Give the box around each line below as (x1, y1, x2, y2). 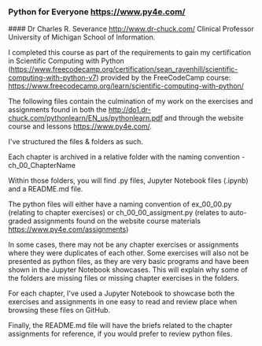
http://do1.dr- (108, 105, 151, 114)
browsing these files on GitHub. (8, 306, 111, 315)
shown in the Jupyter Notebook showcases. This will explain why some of (8, 265, 248, 274)
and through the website (164, 113, 244, 123)
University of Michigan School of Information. (8, 32, 156, 42)
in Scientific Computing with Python (8, 56, 124, 65)
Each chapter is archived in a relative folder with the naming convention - (8, 152, 245, 162)
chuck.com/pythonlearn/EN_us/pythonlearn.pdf (8, 113, 163, 123)
